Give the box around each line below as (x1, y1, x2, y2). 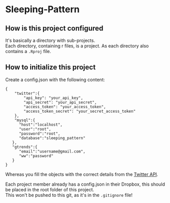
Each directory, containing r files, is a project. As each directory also (5, 43, 149, 49)
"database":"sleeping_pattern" (18, 135, 86, 141)
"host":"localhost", (18, 122, 63, 127)
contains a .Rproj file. (5, 48, 52, 54)
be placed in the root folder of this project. (5, 186, 94, 192)
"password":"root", (18, 131, 60, 136)
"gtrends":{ (12, 144, 38, 149)
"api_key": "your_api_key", (23, 95, 83, 100)
